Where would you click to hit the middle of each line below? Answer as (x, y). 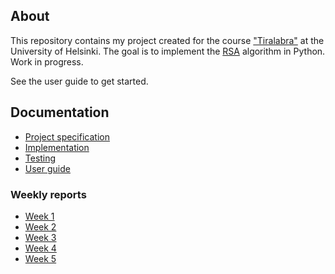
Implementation (57, 147)
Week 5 (40, 258)
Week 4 (40, 248)
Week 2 (40, 226)
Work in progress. (47, 61)
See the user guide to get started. (79, 81)
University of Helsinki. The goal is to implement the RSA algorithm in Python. (168, 51)
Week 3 (40, 237)
